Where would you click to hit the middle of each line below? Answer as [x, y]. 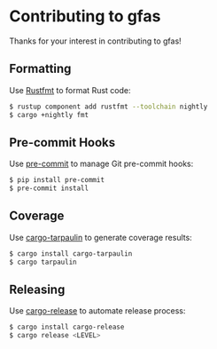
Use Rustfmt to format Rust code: [70, 90]
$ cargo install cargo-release [67, 327]
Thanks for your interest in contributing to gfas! [95, 41]
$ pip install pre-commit [57, 180]
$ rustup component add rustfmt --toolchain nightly [108, 107]
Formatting [40, 69]
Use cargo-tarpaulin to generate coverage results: [101, 237]
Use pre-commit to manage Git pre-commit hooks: [101, 164]
